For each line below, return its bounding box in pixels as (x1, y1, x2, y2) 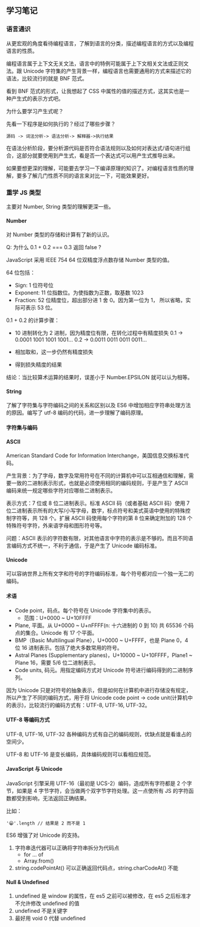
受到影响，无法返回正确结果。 (16, 795, 90, 802)
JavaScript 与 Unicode (6, 765, 62, 773)
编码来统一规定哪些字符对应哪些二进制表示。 (6, 487, 116, 494)
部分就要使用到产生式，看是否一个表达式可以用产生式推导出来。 (21, 151, 179, 159)
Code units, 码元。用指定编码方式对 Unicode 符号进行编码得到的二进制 (14, 666, 188, 674)
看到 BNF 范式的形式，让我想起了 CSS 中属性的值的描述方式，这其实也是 (6, 87, 185, 94)
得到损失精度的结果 (14, 361, 62, 368)
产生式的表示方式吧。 (11, 95, 64, 102)
